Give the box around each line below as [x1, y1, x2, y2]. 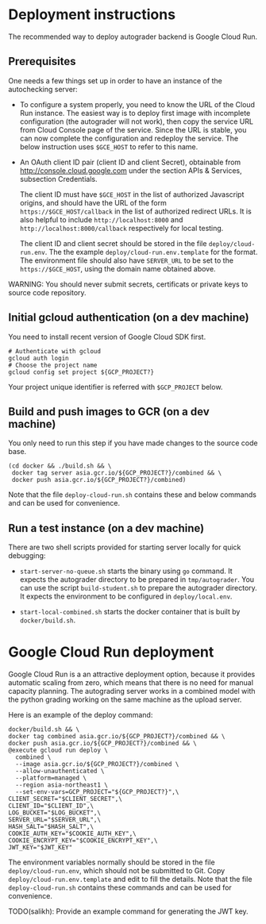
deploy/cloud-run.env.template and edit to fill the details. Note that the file [8, 875, 253, 884]
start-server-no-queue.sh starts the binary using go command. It [19, 566, 233, 576]
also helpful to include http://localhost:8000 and [19, 214, 183, 224]
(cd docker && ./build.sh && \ [8, 462, 112, 470]
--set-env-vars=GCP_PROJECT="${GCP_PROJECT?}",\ [15, 788, 179, 796]
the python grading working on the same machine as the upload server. [8, 695, 242, 704]
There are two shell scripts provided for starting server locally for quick [8, 542, 241, 552]
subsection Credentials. [19, 174, 98, 183]
